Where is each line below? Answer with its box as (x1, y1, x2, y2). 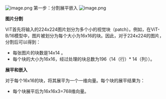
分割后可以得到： (5, 39, 41, 45)
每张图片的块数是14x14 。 (12, 50, 66, 56)
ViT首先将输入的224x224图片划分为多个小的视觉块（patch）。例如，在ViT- (5, 26, 160, 32)
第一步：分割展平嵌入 (33, 5, 78, 11)
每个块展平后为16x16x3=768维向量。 (12, 88, 89, 94)
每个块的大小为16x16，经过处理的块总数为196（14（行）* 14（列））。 (12, 56, 155, 62)
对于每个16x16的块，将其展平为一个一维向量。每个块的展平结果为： (5, 78, 145, 83)
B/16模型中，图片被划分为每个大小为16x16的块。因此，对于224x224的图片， (5, 33, 164, 38)
